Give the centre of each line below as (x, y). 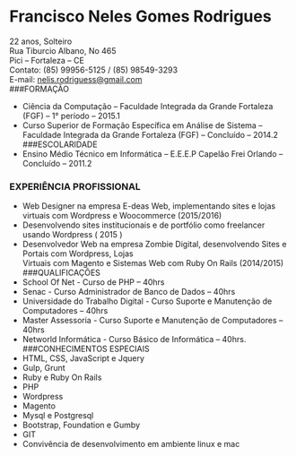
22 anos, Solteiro (41, 41)
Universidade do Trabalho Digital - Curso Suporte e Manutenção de (147, 301)
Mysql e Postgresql (58, 416)
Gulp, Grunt (44, 368)
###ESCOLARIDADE (60, 144)
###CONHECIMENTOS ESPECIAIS (86, 349)
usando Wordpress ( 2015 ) (72, 235)
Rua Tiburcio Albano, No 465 (63, 50)
